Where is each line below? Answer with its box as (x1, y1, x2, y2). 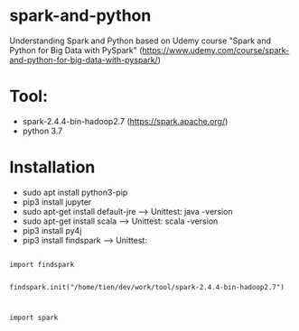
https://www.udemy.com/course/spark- (142, 44, 290, 55)
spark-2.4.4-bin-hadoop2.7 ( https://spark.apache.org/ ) (22, 115, 229, 126)
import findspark (9, 260, 75, 269)
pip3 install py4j (22, 225, 82, 235)
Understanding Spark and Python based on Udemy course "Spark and (9, 35, 271, 46)
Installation (9, 157, 96, 178)
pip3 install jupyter (22, 196, 92, 207)
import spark (9, 313, 59, 322)
